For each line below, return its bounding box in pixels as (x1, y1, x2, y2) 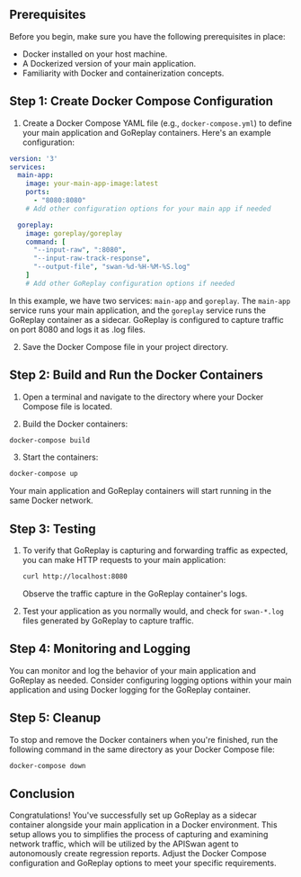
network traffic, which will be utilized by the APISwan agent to (9, 838, 239, 849)
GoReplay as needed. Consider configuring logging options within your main (9, 675, 292, 685)
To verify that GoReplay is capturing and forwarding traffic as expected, (22, 545, 288, 556)
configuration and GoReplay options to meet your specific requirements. (9, 858, 277, 869)
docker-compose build (9, 435, 91, 444)
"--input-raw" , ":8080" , (32, 246, 127, 255)
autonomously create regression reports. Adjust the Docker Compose (9, 848, 267, 859)
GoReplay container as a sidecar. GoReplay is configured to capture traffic (9, 314, 285, 325)
